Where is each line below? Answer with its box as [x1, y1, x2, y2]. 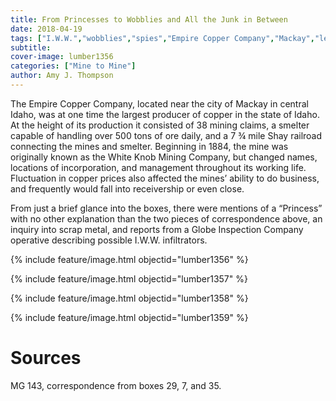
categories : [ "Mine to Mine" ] [10, 61, 137, 71]
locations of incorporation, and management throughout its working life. [10, 161, 307, 173]
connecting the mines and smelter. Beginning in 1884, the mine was [10, 140, 289, 152]
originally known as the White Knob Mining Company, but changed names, [10, 151, 318, 163]
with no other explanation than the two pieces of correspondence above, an [10, 212, 323, 225]
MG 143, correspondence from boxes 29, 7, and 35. [10, 379, 222, 391]
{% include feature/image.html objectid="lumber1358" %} [10, 292, 249, 304]
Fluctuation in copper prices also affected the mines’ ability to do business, [10, 172, 320, 184]
